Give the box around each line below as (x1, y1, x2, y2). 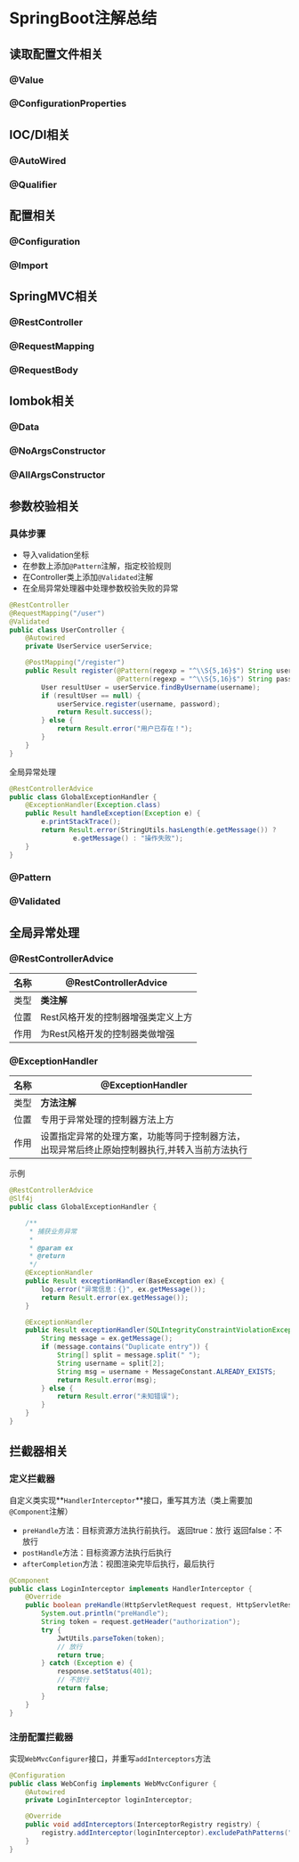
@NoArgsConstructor (9, 445, 107, 457)
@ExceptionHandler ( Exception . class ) (25, 801, 162, 810)
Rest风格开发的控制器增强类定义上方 (40, 1011, 193, 1024)
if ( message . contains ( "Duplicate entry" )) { (41, 1343, 209, 1352)
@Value (9, 73, 44, 86)
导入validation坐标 (21, 549, 90, 559)
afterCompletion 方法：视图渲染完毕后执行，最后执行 (21, 1558, 215, 1569)
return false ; (56, 1684, 109, 1693)
